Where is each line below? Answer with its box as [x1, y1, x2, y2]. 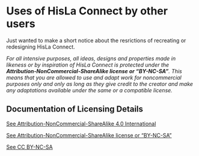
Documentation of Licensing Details [6, 104, 143, 115]
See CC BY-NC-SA [6, 143, 53, 151]
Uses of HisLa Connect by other [6, 4, 168, 18]
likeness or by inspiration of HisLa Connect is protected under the [6, 61, 170, 68]
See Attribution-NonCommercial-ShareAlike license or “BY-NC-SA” [6, 131, 172, 139]
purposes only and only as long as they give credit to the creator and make [6, 80, 194, 88]
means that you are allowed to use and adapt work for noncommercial [6, 74, 182, 81]
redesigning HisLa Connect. [6, 43, 75, 50]
